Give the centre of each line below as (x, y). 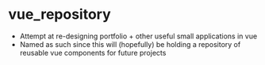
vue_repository (60, 14)
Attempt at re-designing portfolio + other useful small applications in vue (138, 36)
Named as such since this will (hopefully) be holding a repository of (130, 44)
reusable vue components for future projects (93, 52)
